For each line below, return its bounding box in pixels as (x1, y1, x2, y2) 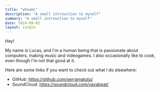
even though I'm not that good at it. (5, 58, 76, 64)
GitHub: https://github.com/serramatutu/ (12, 77, 93, 82)
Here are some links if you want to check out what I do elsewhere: (5, 67, 137, 73)
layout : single (5, 25, 36, 30)
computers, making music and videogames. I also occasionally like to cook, (5, 53, 156, 58)
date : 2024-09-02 (5, 20, 40, 26)
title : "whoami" (5, 7, 38, 12)
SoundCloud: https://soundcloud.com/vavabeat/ (12, 81, 109, 87)
